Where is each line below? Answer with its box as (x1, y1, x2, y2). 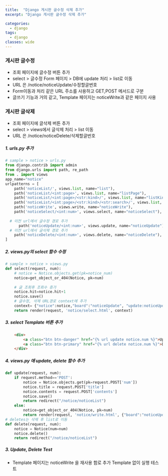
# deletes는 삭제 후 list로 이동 (5, 417, 67, 422)
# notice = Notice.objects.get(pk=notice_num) (14, 270, 113, 275)
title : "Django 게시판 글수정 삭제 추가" (5, 7, 84, 12)
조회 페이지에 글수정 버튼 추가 (12, 69, 70, 75)
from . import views (5, 172, 48, 177)
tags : (5, 30, 16, 35)
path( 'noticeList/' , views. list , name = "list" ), (14, 186, 115, 191)
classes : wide (5, 39, 35, 45)
